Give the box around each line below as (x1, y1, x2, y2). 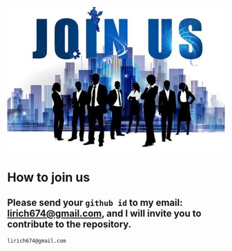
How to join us (7, 169, 90, 185)
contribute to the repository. (7, 219, 132, 230)
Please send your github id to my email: (7, 197, 183, 209)
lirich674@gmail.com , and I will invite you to (7, 207, 202, 220)
